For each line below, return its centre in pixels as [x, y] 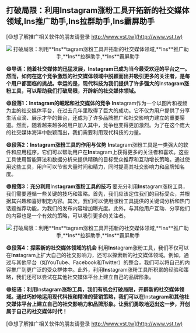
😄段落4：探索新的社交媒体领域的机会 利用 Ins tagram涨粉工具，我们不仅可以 [97, 248]
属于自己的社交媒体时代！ [37, 311]
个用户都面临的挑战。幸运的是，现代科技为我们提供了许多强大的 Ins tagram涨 [98, 83]
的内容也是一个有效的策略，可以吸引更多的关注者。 [67, 216]
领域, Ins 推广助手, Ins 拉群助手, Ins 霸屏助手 [80, 21]
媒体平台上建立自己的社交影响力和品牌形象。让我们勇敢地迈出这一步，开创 [100, 304]
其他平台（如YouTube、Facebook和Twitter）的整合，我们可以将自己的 [100, 262]
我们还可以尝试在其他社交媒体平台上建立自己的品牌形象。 [85, 277]
